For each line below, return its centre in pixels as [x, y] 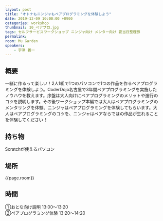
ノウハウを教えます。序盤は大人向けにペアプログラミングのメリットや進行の [81, 95]
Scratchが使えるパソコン [30, 149]
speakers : [15, 46]
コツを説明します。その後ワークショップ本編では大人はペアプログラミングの [81, 102]
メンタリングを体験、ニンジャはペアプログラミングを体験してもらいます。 [79, 108]
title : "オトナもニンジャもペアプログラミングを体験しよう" [58, 14]
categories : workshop [27, 23]
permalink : [16, 37]
